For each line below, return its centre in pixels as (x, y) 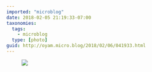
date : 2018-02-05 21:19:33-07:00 (49, 18)
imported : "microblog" (35, 12)
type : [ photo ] (30, 40)
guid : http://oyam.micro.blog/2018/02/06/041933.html (76, 46)
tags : (19, 29)
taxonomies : (21, 23)
